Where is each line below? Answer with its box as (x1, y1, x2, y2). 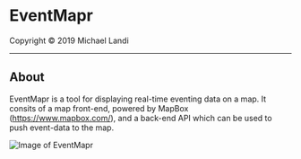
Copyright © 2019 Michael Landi (9, 35, 130, 46)
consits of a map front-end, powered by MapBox (9, 102, 189, 113)
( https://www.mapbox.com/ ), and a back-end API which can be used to (9, 112, 272, 123)
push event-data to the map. (9, 122, 115, 133)
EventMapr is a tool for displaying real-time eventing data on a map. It (9, 93, 267, 104)
